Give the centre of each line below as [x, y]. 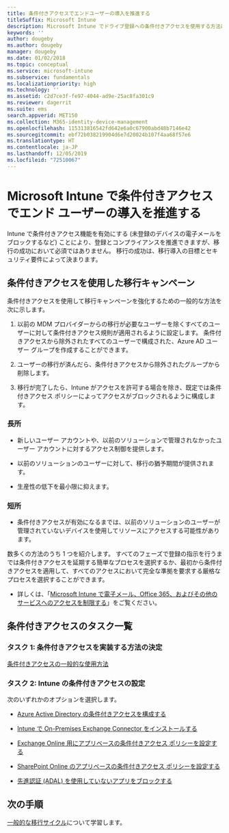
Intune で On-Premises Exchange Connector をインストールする [107, 729]
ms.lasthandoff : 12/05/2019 [47, 154]
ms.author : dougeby [35, 45]
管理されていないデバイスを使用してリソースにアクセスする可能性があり [118, 531]
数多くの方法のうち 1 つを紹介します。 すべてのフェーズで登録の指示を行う [112, 554]
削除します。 [35, 373]
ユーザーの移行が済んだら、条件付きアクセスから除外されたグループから [118, 364]
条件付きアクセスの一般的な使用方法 [58, 664]
